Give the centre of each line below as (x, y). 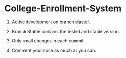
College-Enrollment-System (63, 9)
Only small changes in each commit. (48, 41)
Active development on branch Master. (51, 22)
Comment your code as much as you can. (54, 50)
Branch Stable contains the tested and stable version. (66, 31)
